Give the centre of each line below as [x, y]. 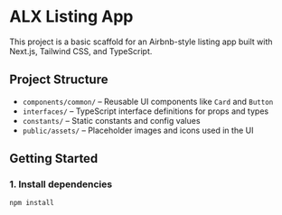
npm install [32, 203]
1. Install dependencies [61, 184]
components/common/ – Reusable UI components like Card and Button [148, 101]
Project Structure [59, 80]
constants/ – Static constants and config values [111, 120]
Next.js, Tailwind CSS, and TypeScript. [81, 51]
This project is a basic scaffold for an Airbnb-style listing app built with [141, 42]
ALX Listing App [71, 17]
